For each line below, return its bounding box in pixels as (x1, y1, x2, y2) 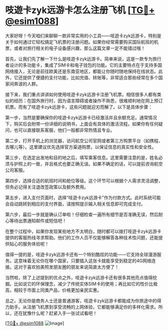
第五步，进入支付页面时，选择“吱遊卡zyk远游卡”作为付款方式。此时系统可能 (5, 194, 161, 200)
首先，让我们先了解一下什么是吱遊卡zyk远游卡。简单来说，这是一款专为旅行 (5, 55, 161, 61)
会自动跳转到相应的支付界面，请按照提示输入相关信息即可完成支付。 (5, 200, 145, 206)
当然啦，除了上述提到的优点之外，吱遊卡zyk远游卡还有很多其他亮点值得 (5, 274, 153, 280)
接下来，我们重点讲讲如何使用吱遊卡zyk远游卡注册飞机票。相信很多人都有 (5, 91, 157, 97)
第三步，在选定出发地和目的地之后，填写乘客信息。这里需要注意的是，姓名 (5, 154, 158, 160)
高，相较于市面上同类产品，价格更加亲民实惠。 (5, 287, 101, 293)
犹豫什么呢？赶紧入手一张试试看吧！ (22, 310, 97, 316)
